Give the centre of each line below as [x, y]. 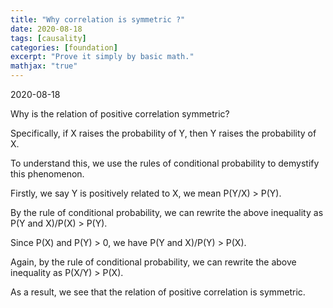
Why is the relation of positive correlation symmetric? [120, 114]
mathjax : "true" [44, 66]
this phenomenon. [47, 174]
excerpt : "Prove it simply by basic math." [102, 57]
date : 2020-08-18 [46, 29]
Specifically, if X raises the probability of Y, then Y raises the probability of [163, 133]
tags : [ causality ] [48, 38]
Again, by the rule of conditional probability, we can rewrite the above [153, 262]
